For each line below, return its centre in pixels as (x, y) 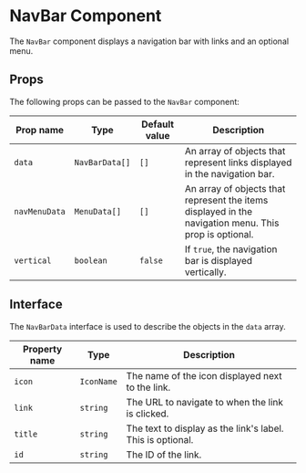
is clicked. (148, 414)
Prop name (40, 130)
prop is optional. (219, 234)
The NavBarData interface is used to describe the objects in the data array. (148, 326)
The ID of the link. (164, 455)
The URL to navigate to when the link (205, 402)
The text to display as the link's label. (205, 428)
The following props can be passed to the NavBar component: (124, 101)
